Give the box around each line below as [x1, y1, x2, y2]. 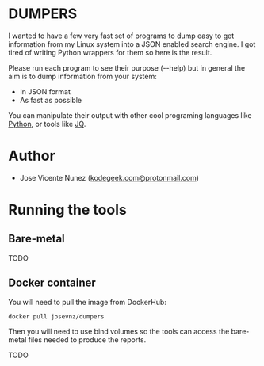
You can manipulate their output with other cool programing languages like [8, 110, 252, 120]
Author [8, 147, 55, 165]
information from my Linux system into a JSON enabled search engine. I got [8, 39, 256, 48]
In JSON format [19, 86, 71, 96]
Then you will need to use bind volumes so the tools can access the [8, 326, 230, 336]
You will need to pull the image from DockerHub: [8, 297, 166, 307]
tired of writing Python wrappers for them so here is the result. [8, 48, 212, 57]
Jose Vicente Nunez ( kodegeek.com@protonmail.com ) [19, 173, 200, 182]
